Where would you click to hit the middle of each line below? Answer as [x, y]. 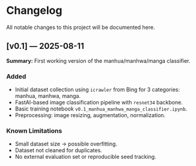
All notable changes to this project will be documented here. [81, 27]
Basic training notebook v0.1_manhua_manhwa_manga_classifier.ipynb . [101, 109]
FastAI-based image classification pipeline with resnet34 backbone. [99, 103]
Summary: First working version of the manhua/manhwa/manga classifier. [98, 60]
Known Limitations [34, 130]
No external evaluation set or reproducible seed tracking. [85, 157]
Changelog [34, 11]
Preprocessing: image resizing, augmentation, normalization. [90, 115]
